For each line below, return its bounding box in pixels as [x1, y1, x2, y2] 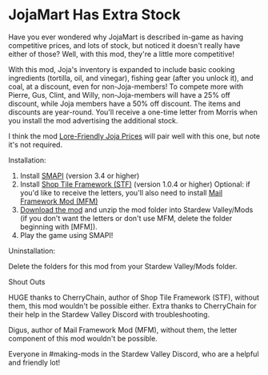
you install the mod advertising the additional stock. [8, 115, 178, 125]
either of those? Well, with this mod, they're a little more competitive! [8, 49, 234, 58]
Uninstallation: [8, 246, 56, 256]
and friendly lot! [8, 357, 61, 367]
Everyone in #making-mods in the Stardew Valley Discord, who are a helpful [8, 349, 259, 358]
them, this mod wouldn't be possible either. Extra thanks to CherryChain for [8, 300, 258, 310]
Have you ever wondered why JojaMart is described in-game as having [8, 32, 244, 42]
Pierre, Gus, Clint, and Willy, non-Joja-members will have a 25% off [8, 90, 230, 99]
